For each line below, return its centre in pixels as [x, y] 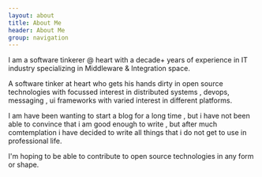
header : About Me [37, 30]
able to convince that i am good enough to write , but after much [113, 124]
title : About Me [35, 23]
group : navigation [38, 38]
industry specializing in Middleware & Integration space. [99, 69]
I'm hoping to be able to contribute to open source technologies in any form [131, 156]
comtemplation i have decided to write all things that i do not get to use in [127, 133]
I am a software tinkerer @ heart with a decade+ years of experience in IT [128, 60]
